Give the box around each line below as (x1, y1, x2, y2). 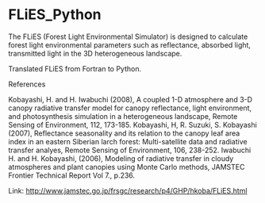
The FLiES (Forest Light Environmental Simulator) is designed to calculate (8, 32, 248, 41)
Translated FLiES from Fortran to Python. (8, 63, 141, 73)
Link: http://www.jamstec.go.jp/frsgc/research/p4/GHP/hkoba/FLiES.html (8, 186, 248, 195)
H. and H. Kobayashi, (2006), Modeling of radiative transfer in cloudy (8, 153, 234, 163)
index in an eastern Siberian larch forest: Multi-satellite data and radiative (8, 136, 248, 146)
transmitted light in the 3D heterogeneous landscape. (8, 48, 182, 58)
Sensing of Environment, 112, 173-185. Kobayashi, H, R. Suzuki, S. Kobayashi (8, 120, 258, 129)
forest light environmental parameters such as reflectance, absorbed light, (8, 40, 252, 49)
